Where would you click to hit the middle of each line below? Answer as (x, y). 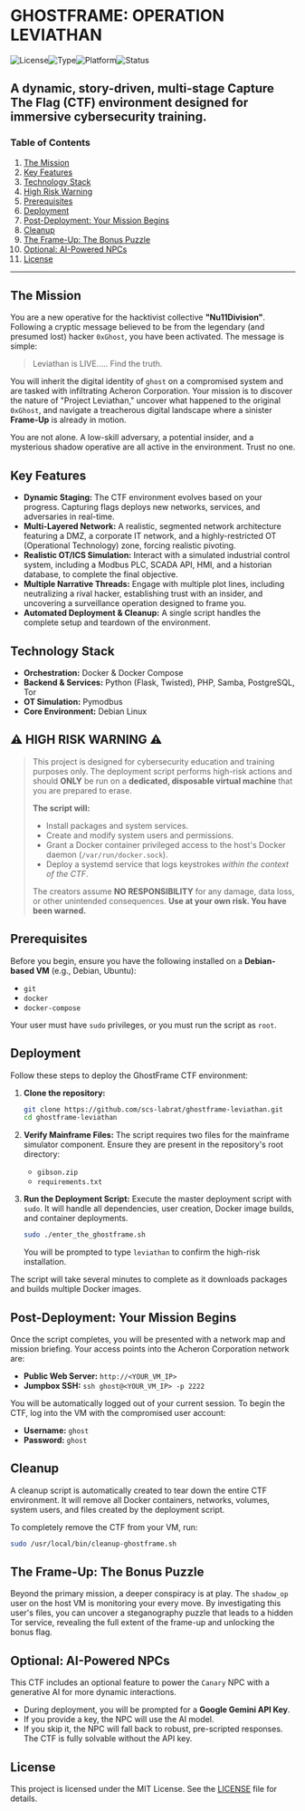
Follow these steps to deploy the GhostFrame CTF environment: (129, 1075)
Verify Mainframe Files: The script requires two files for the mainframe (156, 1135)
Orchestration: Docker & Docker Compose (103, 673)
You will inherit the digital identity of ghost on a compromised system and (147, 381)
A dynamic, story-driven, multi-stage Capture (143, 88)
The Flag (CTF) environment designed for (129, 103)
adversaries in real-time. (69, 516)
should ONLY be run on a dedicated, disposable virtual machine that (162, 781)
